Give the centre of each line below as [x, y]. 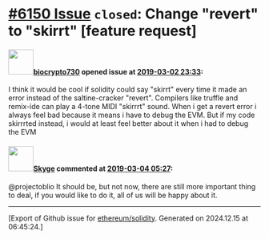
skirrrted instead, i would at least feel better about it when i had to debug [128, 124]
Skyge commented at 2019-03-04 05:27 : [103, 168]
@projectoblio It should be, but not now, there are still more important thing [132, 186]
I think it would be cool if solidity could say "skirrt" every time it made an [128, 90]
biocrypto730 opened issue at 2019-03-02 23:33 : [118, 71]
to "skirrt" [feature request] [103, 31]
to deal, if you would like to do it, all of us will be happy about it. [113, 195]
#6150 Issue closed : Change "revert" [133, 14]
